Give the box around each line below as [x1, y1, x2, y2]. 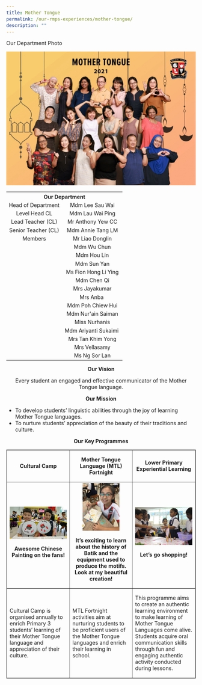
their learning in [72, 645, 111, 653]
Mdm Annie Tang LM [67, 226, 118, 234]
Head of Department [8, 201, 60, 209]
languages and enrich [72, 639, 126, 646]
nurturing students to [72, 619, 124, 627]
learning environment [135, 607, 188, 614]
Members [22, 235, 46, 242]
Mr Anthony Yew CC [67, 218, 118, 226]
